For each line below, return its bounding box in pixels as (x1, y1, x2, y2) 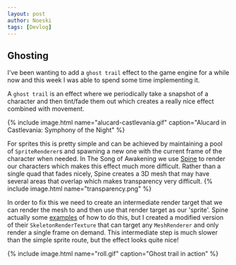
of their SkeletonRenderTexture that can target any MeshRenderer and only (7, 220, 219, 230)
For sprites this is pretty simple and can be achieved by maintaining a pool (7, 139, 223, 148)
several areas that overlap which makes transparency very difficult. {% (7, 177, 213, 186)
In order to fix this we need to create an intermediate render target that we (7, 199, 223, 207)
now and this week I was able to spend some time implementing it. (7, 76, 200, 85)
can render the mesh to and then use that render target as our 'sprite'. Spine (7, 206, 229, 214)
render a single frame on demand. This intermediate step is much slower (7, 228, 218, 237)
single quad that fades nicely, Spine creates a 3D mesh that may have (7, 170, 210, 178)
